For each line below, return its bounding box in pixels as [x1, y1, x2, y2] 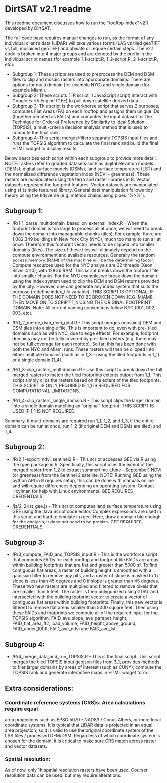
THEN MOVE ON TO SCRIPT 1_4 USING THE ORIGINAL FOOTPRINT [12, 299, 151, 305]
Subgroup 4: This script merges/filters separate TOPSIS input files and [12, 135, 158, 141]
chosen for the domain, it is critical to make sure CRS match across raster [5, 738, 156, 744]
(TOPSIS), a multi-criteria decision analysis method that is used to [12, 124, 148, 130]
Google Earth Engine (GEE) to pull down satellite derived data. [12, 97, 140, 103]
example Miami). [12, 87, 47, 93]
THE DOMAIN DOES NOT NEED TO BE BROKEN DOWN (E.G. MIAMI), [12, 294, 154, 300]
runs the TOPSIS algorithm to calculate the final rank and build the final [12, 140, 159, 146]
